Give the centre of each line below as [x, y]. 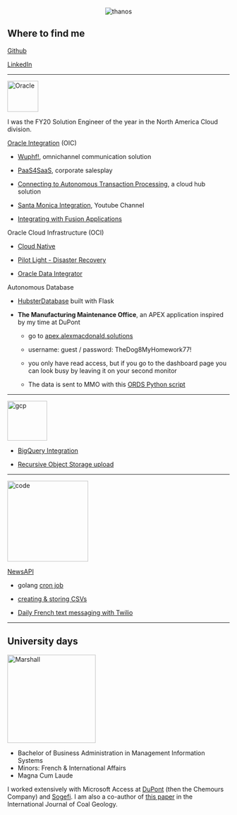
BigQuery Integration [48, 451]
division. [19, 129]
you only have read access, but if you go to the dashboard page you [127, 363]
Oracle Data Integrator [50, 273]
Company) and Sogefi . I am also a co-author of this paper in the [100, 797]
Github [17, 50]
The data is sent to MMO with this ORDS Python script [107, 384]
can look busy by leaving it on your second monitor [103, 370]
